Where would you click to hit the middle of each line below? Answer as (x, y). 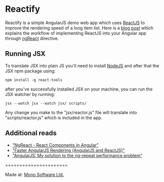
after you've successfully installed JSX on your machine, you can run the (79, 89)
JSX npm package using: (30, 71)
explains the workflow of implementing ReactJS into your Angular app (76, 33)
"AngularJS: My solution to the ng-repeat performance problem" (77, 155)
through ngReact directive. (32, 38)
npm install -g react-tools (34, 80)
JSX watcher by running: (30, 94)
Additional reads (31, 133)
